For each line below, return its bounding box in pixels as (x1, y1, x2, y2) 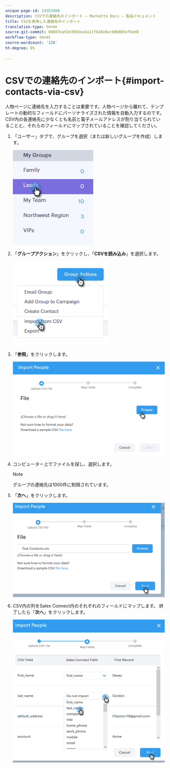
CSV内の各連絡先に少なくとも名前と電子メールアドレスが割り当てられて (5, 116, 156, 122)
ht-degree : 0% (5, 46, 35, 51)
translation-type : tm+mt (5, 24, 58, 29)
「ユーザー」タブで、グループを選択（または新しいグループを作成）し (12, 133, 158, 139)
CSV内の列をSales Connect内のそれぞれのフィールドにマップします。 (12, 602, 158, 609)
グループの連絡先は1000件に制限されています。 (12, 481, 111, 488)
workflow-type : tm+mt (5, 35, 51, 40)
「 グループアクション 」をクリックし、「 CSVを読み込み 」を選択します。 (12, 251, 161, 257)
